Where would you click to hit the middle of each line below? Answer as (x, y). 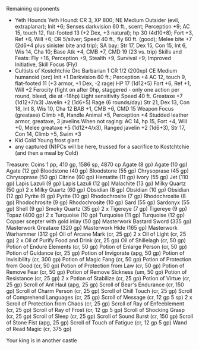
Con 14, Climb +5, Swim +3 (48, 134)
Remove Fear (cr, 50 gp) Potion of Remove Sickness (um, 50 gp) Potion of (97, 272)
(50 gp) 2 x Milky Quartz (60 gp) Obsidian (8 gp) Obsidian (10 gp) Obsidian (98, 190)
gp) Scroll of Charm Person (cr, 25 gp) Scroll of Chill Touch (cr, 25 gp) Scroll (99, 291)
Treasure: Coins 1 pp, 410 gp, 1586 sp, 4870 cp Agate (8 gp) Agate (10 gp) (97, 164)
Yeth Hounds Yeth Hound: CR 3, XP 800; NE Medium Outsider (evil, (97, 20)
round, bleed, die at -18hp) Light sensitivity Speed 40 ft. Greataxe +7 (99, 96)
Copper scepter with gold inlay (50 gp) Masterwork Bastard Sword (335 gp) (99, 221)
